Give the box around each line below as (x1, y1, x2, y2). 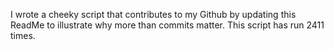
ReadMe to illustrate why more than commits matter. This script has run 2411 (10, 19, 325, 31)
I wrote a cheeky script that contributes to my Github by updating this (10, 9, 297, 20)
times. (10, 30, 36, 41)
